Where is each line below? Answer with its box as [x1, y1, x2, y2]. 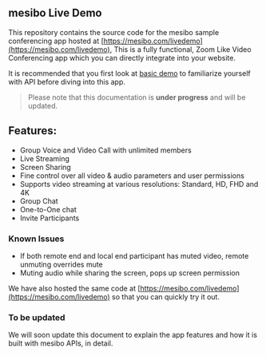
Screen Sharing [19, 162, 72, 172]
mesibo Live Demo [8, 6, 102, 20]
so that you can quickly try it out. [111, 291, 220, 302]
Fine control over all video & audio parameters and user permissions [19, 171, 245, 180]
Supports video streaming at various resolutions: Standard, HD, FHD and [19, 179, 259, 188]
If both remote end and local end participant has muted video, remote [19, 251, 249, 260]
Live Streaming [19, 153, 70, 163]
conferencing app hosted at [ [8, 36, 104, 45]
